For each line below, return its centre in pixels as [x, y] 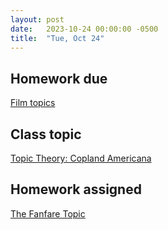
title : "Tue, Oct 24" [57, 38]
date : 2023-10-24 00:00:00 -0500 [84, 29]
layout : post [37, 19]
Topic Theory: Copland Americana [81, 158]
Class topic [46, 134]
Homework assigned [76, 189]
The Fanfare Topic [48, 213]
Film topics [33, 103]
